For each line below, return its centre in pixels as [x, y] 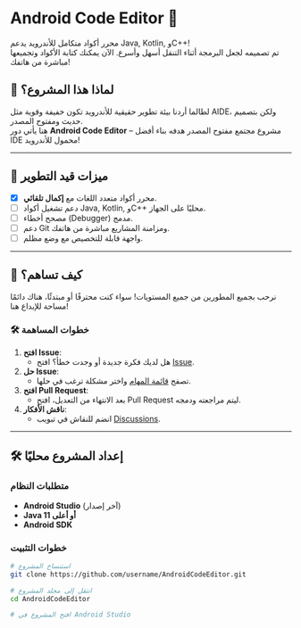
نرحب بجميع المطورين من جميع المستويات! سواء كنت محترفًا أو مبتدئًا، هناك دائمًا [143, 296]
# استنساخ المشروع [40, 566]
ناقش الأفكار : [45, 409]
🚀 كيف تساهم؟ [46, 275]
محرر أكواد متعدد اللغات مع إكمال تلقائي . [90, 198]
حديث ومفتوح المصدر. [46, 120]
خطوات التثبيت [39, 548]
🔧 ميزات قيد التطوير [59, 176]
